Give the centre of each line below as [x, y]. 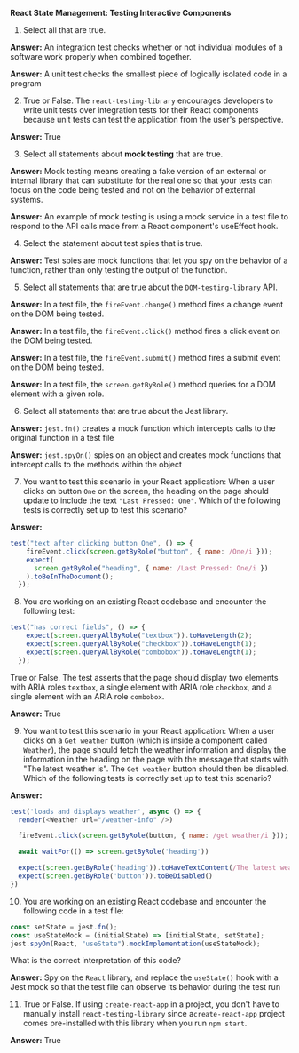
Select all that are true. [64, 30]
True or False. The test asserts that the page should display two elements [144, 677]
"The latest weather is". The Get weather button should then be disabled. [156, 769]
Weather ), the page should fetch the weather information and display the [154, 749]
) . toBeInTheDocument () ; [70, 577]
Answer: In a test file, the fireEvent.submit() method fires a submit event [146, 358]
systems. [27, 199]
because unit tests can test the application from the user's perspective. [153, 120]
